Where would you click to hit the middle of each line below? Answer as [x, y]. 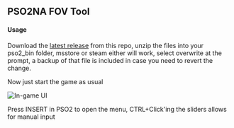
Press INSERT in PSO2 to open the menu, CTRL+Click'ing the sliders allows [117, 109]
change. [19, 68]
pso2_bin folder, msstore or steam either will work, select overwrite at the [115, 53]
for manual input [31, 117]
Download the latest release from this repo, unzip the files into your [106, 45]
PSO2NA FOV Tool [49, 12]
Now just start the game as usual [55, 81]
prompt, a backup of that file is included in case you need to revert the [110, 60]
